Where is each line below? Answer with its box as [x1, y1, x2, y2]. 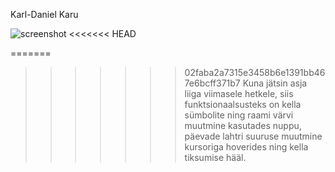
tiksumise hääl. [184, 152, 247, 163]
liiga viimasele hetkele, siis [184, 88, 294, 99]
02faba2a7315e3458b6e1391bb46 [184, 67, 326, 78]
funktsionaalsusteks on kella [184, 99, 302, 110]
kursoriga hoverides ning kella [184, 141, 309, 153]
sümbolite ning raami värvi [184, 109, 294, 121]
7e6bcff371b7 [184, 77, 241, 89]
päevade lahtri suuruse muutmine [184, 130, 323, 142]
